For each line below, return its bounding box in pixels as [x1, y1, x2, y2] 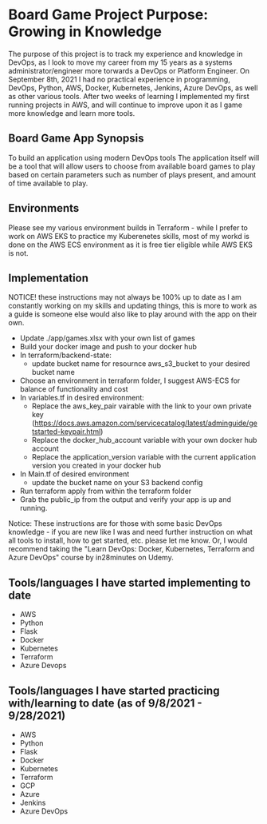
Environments [8, 201, 80, 215]
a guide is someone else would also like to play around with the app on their [8, 309, 257, 319]
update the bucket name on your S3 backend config [31, 478, 203, 488]
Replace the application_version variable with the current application [31, 452, 257, 462]
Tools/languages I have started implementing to [8, 575, 251, 589]
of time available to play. [8, 178, 88, 188]
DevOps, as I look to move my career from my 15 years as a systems [8, 58, 233, 67]
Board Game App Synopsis [8, 132, 144, 145]
